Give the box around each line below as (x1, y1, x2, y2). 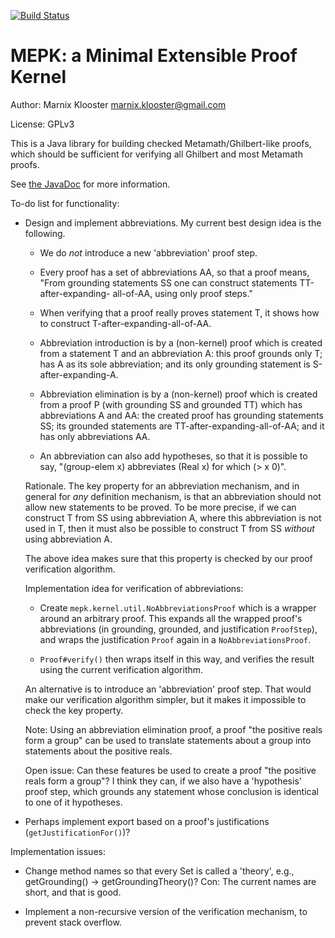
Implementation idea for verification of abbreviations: (24, 582, 244, 594)
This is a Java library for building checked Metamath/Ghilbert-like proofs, (10, 137, 312, 149)
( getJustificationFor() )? (24, 826, 131, 838)
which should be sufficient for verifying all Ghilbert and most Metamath (10, 148, 303, 160)
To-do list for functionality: (10, 197, 120, 209)
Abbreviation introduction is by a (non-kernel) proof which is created (39, 336, 323, 349)
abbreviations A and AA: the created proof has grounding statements (39, 409, 324, 421)
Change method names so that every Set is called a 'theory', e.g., (24, 865, 295, 877)
